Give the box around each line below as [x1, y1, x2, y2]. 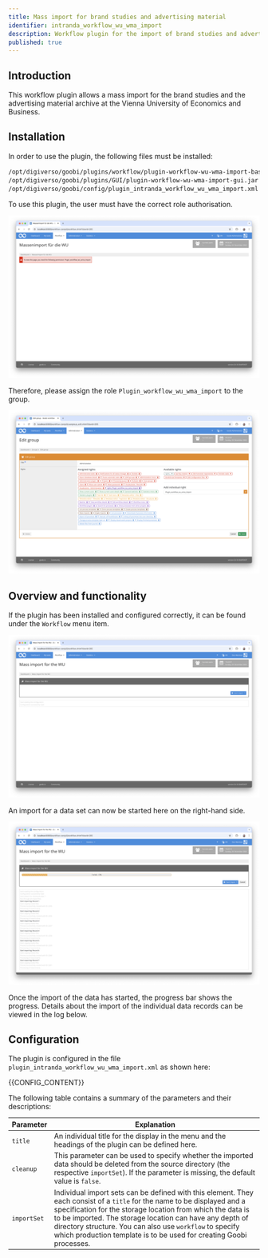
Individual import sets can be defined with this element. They [53, 1188, 254, 1197]
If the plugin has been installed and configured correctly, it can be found [8, 610, 246, 620]
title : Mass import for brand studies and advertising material [8, 13, 227, 21]
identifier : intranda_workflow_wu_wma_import [8, 21, 162, 30]
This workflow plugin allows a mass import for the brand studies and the [8, 90, 246, 100]
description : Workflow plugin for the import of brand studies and [8, 30, 238, 38]
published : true [8, 38, 62, 46]
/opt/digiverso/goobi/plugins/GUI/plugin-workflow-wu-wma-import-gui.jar [8, 176, 259, 184]
